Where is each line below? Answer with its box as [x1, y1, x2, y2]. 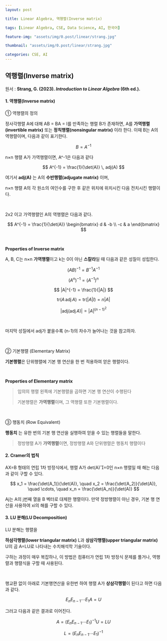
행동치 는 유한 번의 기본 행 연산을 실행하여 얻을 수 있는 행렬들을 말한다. [5, 429, 142, 435]
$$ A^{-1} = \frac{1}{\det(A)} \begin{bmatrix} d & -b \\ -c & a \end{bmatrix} [7, 221, 160, 227]
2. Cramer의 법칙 [5, 453, 40, 459]
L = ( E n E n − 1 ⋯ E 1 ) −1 [64, 630, 103, 638]
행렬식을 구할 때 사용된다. [14, 560, 64, 566]
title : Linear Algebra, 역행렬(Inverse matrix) [5, 16, 103, 21]
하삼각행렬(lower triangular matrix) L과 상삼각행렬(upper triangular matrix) [5, 537, 158, 543]
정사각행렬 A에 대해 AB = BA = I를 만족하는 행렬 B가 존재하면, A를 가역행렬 [5, 121, 150, 127]
